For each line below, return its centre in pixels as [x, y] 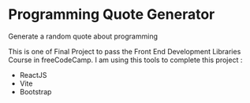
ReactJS [33, 75]
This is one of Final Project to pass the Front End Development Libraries [125, 51]
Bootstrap [35, 91]
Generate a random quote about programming [83, 36]
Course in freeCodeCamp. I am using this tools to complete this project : [125, 60]
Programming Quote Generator [112, 15]
